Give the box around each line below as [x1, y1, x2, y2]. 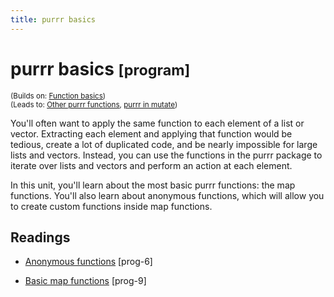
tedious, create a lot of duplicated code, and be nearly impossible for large [10, 138, 318, 150]
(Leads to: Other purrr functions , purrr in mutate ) [10, 99, 178, 110]
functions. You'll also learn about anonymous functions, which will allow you [10, 189, 325, 201]
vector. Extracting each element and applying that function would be [10, 127, 293, 140]
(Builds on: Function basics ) [10, 91, 107, 101]
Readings [10, 229, 71, 246]
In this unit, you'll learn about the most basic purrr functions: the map [10, 179, 296, 191]
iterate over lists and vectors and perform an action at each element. [10, 159, 293, 171]
